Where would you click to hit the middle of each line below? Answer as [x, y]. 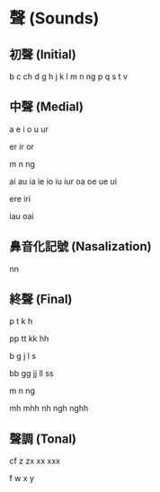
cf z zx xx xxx [35, 461]
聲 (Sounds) [54, 18]
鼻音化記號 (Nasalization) [80, 246]
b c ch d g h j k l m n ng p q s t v [69, 76]
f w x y [22, 479]
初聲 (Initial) [43, 54]
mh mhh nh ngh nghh [49, 409]
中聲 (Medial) [46, 107]
